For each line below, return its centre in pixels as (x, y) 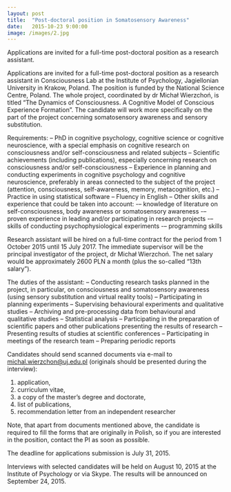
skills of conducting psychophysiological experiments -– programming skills (115, 226)
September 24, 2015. (37, 482)
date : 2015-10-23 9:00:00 (48, 26)
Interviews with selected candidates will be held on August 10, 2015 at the (112, 466)
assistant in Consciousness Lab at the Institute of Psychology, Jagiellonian (113, 81)
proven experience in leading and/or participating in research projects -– (110, 219)
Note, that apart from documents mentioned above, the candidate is (103, 425)
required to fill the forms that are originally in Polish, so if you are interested (114, 433)
